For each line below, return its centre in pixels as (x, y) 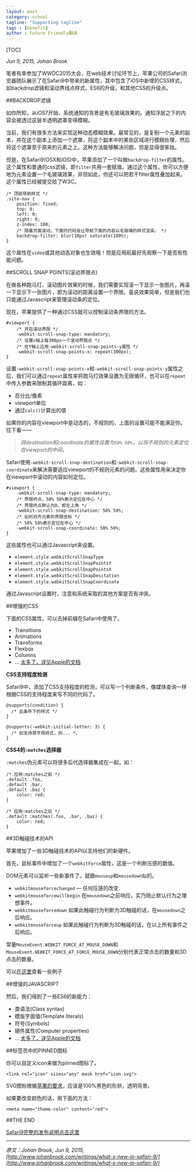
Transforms (28, 643)
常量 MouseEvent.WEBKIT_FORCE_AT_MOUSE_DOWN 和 (62, 945)
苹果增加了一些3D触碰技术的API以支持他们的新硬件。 (70, 851)
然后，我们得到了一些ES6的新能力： (49, 996)
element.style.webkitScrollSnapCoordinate (67, 582)
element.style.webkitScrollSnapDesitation (67, 576)
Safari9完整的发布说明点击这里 (43, 1132)
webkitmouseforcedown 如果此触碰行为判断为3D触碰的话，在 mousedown (97, 910)
